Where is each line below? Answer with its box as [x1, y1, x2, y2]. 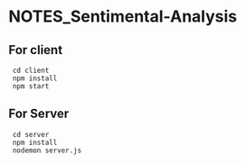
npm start [12, 82, 50, 91]
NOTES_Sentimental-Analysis [8, 6, 238, 27]
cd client [12, 66, 50, 75]
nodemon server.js [12, 146, 82, 155]
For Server [8, 106, 70, 122]
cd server [12, 130, 50, 139]
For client [8, 42, 63, 58]
